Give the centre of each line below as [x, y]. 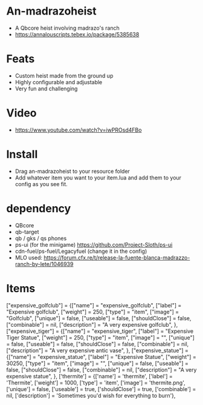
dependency [39, 208]
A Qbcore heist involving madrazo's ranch [67, 28]
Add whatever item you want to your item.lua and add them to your [98, 178]
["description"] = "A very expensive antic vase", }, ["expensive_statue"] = [98, 350]
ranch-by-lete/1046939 [44, 264]
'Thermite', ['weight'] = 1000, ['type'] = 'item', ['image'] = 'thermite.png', [96, 383]
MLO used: [29, 257]
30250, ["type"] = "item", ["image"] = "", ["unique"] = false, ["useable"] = [97, 363]
